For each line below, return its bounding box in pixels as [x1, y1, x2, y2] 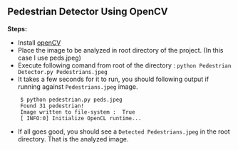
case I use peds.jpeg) [17, 53, 82, 62]
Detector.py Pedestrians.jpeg [17, 68, 108, 75]
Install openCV [17, 38, 61, 47]
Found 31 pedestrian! [20, 102, 84, 109]
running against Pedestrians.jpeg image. [17, 82, 138, 91]
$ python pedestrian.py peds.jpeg [20, 96, 123, 103]
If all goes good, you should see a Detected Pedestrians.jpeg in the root [17, 127, 230, 136]
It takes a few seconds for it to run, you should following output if [17, 75, 209, 83]
